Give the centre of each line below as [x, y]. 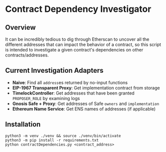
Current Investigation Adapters [54, 71]
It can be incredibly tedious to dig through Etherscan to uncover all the [77, 39]
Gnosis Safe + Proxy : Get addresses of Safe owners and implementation [86, 103]
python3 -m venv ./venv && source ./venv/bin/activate [63, 136]
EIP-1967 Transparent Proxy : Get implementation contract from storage [86, 88]
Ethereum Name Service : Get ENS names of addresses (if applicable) [84, 109]
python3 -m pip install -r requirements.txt [52, 140]
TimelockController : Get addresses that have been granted [73, 93]
